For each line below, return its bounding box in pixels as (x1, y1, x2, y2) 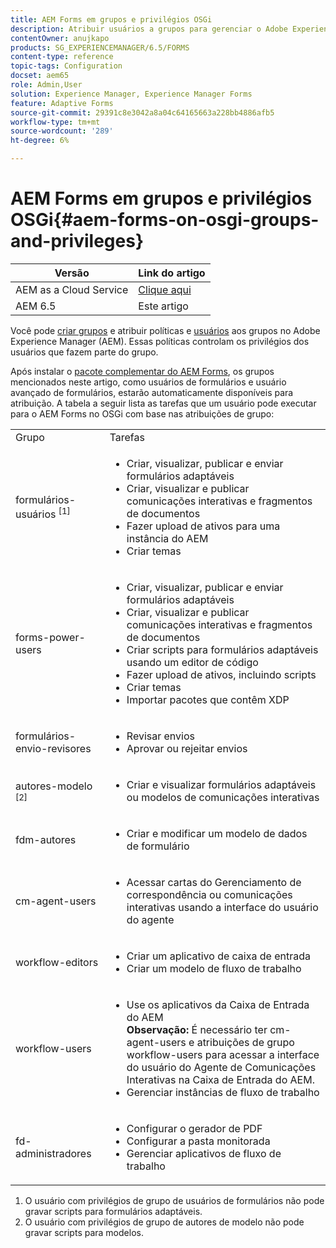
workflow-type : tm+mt (10, 117, 101, 127)
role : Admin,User (10, 80, 83, 90)
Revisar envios (126, 729, 195, 743)
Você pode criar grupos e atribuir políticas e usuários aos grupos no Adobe (10, 324, 321, 336)
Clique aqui (138, 282, 192, 296)
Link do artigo (138, 266, 206, 280)
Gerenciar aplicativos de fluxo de (126, 1146, 282, 1160)
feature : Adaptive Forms (10, 98, 114, 108)
